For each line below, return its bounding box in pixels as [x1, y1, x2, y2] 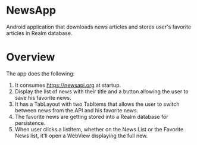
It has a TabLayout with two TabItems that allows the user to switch [14, 100, 180, 108]
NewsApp [6, 4, 57, 17]
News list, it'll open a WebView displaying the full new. [14, 132, 148, 139]
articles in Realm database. [6, 29, 73, 36]
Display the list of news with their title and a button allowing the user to [14, 87, 189, 95]
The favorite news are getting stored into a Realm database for [14, 113, 168, 120]
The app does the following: [6, 70, 75, 77]
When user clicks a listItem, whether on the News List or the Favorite [14, 125, 184, 133]
